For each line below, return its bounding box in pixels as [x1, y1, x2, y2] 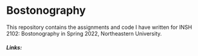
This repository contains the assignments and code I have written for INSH [6, 23, 193, 31]
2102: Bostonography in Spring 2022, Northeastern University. [6, 30, 162, 37]
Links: [6, 43, 22, 51]
